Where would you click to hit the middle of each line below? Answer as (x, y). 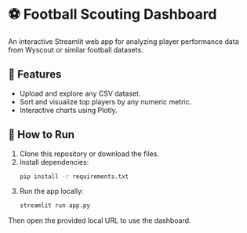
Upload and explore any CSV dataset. (80, 93)
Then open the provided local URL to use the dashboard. (100, 220)
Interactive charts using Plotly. (68, 110)
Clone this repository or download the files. (89, 154)
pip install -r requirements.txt (74, 177)
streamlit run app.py (54, 206)
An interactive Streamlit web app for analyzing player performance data (123, 41)
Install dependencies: (54, 162)
